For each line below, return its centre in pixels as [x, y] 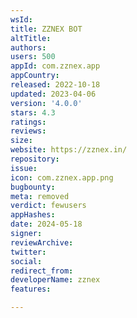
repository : [35, 159]
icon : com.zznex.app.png [62, 177]
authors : [28, 47]
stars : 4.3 [33, 112]
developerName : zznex [55, 280]
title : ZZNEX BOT [46, 29]
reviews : [28, 131]
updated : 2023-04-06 [53, 94]
